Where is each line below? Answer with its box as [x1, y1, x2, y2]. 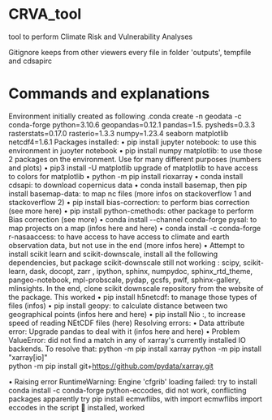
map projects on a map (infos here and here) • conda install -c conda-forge [8, 223, 261, 233]
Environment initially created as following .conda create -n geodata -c [8, 111, 242, 121]
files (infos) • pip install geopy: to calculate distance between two [8, 301, 228, 311]
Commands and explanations [8, 84, 210, 103]
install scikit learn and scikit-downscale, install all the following [8, 249, 218, 259]
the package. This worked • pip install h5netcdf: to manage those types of [8, 292, 257, 302]
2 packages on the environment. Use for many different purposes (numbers [8, 154, 261, 164]
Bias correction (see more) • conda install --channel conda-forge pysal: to [8, 214, 257, 224]
